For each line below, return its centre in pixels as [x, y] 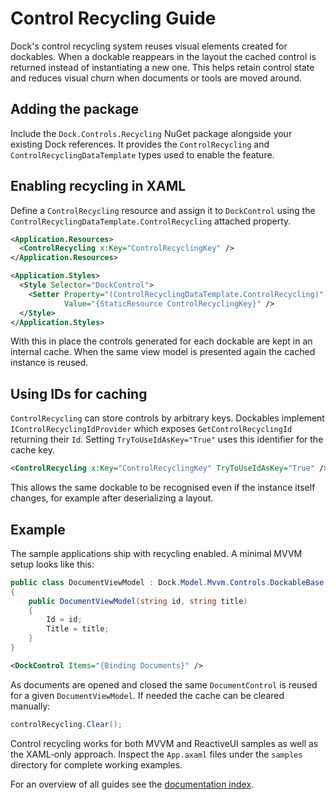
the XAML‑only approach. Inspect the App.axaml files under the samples [156, 754]
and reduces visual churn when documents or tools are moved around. [156, 78]
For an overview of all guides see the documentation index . [132, 784]
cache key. [32, 450]
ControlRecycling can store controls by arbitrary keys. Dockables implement [167, 418]
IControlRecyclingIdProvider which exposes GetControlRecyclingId [151, 429]
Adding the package [75, 109]
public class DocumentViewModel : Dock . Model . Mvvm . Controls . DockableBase [167, 582]
